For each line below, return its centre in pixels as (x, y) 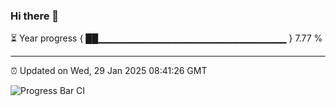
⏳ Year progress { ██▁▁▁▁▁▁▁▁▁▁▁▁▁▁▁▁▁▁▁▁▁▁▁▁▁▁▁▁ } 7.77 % (166, 38)
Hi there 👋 (35, 16)
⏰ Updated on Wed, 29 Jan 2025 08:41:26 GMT (109, 71)
